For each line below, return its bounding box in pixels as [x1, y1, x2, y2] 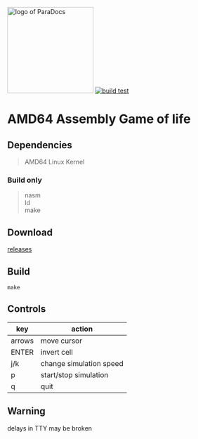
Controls [7, 303, 46, 315]
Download [7, 226, 53, 238]
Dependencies [7, 139, 72, 151]
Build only [7, 175, 42, 185]
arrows [11, 336, 34, 346]
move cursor [40, 336, 83, 346]
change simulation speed [40, 358, 124, 368]
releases [7, 245, 32, 254]
